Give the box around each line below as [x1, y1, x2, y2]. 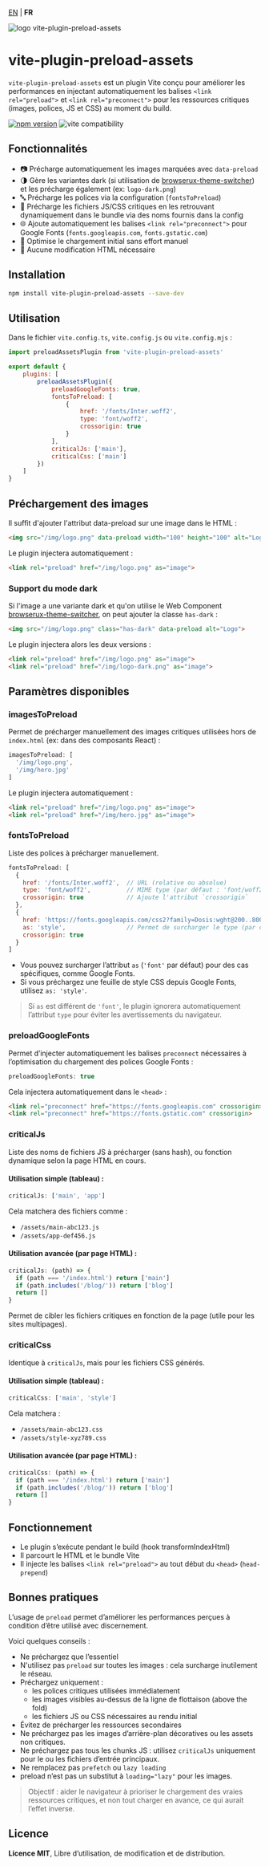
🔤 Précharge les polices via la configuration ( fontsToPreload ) [19, 193, 222, 202]
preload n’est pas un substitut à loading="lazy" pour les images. [19, 1770, 233, 1781]
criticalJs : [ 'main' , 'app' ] [8, 1192, 106, 1200]
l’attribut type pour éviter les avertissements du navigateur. [27, 1010, 223, 1019]
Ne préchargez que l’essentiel [19, 1652, 118, 1661]
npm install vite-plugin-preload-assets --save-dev [8, 289, 184, 297]
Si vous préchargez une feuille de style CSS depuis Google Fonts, [19, 978, 237, 987]
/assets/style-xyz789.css [19, 1433, 106, 1442]
